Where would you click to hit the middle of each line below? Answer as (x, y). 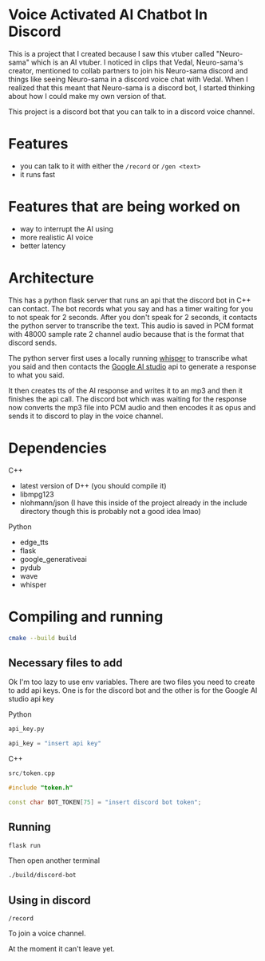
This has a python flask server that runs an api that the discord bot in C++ (130, 300)
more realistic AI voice (56, 237)
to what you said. (37, 375)
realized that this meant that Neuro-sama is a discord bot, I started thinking (132, 87)
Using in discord (50, 900)
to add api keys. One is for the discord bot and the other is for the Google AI (133, 690)
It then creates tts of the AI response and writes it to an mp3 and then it (126, 390)
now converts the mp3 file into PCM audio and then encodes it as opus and (132, 407)
